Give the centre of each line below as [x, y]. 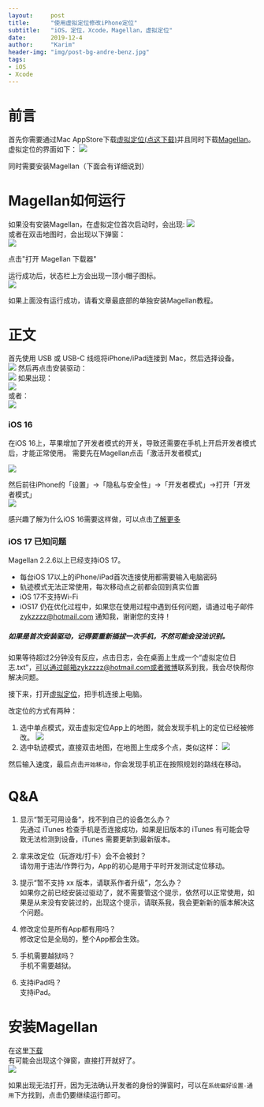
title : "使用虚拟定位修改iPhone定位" [73, 23]
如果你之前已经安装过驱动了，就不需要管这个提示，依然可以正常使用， [134, 892]
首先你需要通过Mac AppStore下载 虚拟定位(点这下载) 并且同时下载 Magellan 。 [132, 139]
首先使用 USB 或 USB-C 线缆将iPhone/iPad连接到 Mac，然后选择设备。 [123, 358]
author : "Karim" [42, 45]
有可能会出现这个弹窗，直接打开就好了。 [74, 1060]
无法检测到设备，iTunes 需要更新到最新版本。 [100, 839]
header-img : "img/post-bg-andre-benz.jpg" [79, 52]
